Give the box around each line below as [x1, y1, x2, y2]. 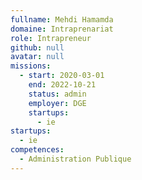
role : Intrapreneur [10, 33, 92, 43]
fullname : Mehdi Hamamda [10, 14, 114, 25]
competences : [10, 145, 65, 155]
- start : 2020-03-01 [19, 71, 105, 81]
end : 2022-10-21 [28, 80, 97, 90]
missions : [10, 61, 52, 71]
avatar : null [10, 52, 65, 62]
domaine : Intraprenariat [10, 24, 114, 34]
